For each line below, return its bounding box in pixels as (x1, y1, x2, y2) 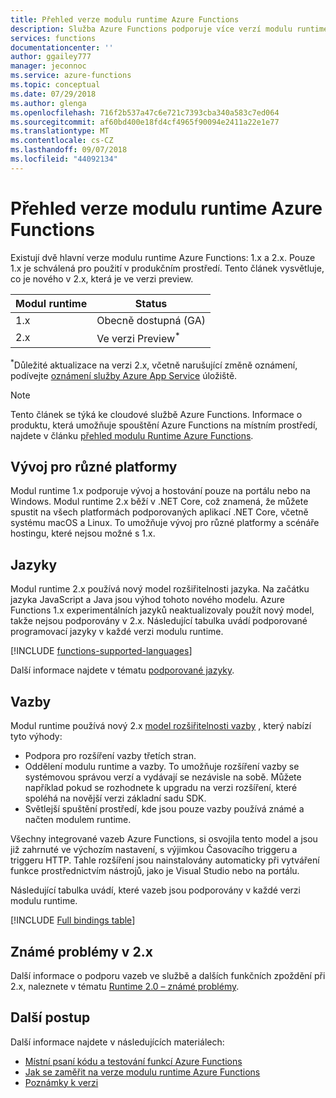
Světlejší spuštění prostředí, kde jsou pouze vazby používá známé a (24, 803, 305, 815)
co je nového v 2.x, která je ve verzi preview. (10, 272, 194, 285)
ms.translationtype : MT (10, 126, 110, 136)
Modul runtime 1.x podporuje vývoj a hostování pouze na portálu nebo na (10, 485, 311, 497)
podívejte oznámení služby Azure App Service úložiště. (10, 369, 238, 381)
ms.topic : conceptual (10, 80, 101, 90)
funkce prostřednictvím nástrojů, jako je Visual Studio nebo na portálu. (10, 865, 300, 877)
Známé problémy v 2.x (10, 943, 153, 960)
